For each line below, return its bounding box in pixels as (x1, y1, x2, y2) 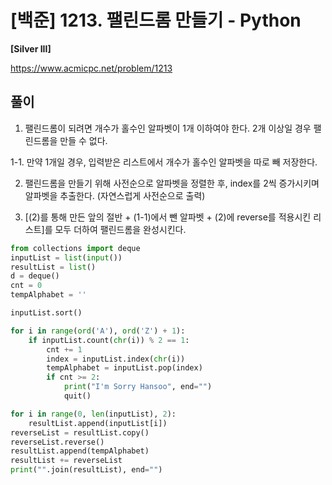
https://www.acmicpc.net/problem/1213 (10, 62, 173, 74)
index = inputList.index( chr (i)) (46, 354, 186, 364)
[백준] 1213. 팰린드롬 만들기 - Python (10, 9, 302, 32)
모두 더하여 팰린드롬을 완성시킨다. (54, 223, 187, 235)
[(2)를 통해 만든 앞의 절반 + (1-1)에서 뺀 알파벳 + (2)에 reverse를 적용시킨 (24, 211, 312, 223)
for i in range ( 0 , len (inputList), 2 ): (10, 409, 177, 419)
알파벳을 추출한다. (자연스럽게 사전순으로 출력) (24, 189, 206, 201)
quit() (63, 391, 92, 401)
